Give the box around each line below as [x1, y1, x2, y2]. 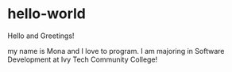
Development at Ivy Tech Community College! [7, 55, 158, 64]
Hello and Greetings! [7, 31, 75, 40]
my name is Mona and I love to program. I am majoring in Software [7, 46, 225, 55]
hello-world [7, 5, 87, 23]
